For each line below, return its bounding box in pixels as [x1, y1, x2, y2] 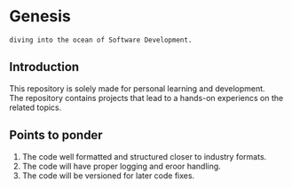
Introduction [9, 59, 80, 74]
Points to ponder [9, 128, 104, 143]
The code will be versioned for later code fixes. [21, 170, 195, 181]
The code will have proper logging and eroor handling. [21, 161, 222, 171]
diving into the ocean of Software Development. [9, 35, 193, 44]
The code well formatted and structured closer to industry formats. [21, 151, 267, 161]
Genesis [9, 6, 71, 27]
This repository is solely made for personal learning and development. [9, 82, 265, 94]
